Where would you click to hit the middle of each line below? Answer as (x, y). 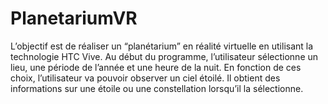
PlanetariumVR (74, 18)
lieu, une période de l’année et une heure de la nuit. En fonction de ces (156, 67)
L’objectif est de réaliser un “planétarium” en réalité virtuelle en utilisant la (162, 46)
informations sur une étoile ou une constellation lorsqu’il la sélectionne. (157, 88)
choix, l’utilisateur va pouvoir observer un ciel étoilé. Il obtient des (145, 78)
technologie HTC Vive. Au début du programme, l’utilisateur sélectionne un (164, 56)
